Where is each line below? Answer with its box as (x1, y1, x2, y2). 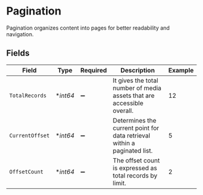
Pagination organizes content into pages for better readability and (6, 24, 170, 31)
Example (168, 66, 194, 74)
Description (120, 66, 155, 74)
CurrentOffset (9, 132, 50, 139)
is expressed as (112, 164, 158, 172)
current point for (112, 124, 159, 132)
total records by (112, 171, 158, 179)
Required (80, 66, 108, 74)
